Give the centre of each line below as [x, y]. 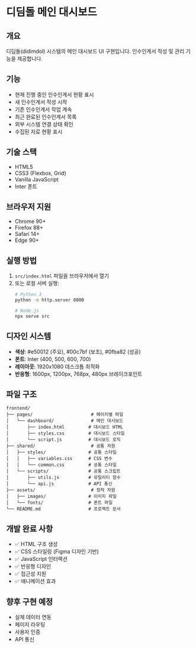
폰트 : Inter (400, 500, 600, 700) [53, 359]
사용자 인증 [28, 632]
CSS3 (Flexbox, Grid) [41, 173]
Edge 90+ [27, 240]
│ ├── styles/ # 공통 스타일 [62, 452]
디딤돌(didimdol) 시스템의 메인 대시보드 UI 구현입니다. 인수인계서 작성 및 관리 [95, 51]
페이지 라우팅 [30, 624]
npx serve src [32, 316]
